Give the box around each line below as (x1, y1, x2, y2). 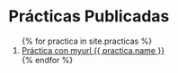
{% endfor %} (21, 54, 74, 65)
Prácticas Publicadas (8, 6, 170, 27)
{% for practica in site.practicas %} (21, 36, 153, 46)
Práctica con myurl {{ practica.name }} (21, 45, 165, 55)
